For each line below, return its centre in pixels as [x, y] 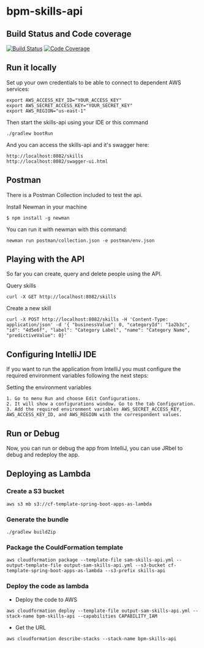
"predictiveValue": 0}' [37, 336]
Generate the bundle [38, 520]
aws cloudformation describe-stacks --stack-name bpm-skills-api [91, 639]
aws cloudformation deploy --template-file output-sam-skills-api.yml [98, 611]
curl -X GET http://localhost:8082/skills [61, 297]
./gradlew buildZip [31, 532]
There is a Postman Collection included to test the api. [74, 195]
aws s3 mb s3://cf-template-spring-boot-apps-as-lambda [79, 504]
